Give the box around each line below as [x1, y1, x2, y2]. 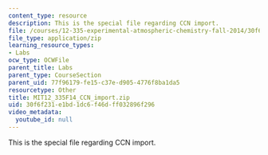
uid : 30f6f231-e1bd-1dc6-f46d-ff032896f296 [8, 101, 156, 109]
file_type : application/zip [8, 34, 102, 42]
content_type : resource [8, 11, 88, 20]
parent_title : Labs [8, 64, 73, 72]
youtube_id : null [15, 116, 73, 124]
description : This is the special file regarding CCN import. [8, 19, 219, 27]
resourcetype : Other [8, 85, 77, 94]
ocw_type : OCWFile [8, 57, 69, 65]
